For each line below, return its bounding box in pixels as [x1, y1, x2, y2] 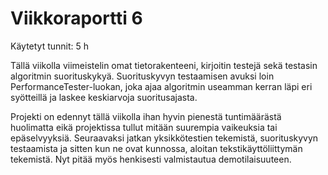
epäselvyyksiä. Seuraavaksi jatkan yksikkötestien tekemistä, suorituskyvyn [10, 132, 319, 144]
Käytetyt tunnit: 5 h [10, 40, 90, 52]
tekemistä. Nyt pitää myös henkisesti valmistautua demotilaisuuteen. [10, 153, 292, 165]
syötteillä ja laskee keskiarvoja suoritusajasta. [10, 91, 198, 103]
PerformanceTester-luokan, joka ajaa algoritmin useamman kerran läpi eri [10, 80, 313, 92]
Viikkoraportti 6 [10, 7, 143, 30]
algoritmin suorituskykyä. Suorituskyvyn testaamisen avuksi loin [10, 70, 275, 82]
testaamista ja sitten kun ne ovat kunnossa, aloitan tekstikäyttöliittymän [10, 142, 303, 154]
